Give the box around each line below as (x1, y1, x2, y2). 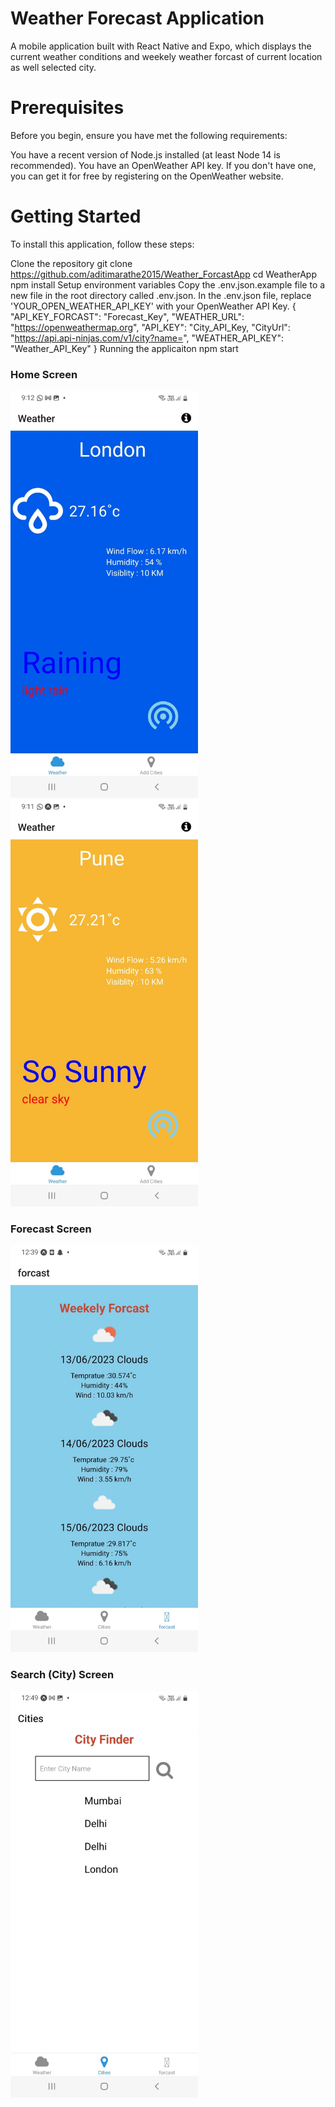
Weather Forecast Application (10, 7, 265, 30)
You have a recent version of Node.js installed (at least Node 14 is (10, 148, 281, 161)
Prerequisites (10, 97, 125, 119)
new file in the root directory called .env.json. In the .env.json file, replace (10, 289, 312, 301)
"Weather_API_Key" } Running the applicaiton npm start (10, 342, 239, 354)
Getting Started (10, 205, 142, 228)
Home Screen (10, 367, 78, 381)
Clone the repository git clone (10, 257, 133, 269)
